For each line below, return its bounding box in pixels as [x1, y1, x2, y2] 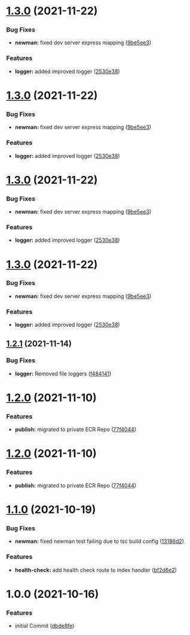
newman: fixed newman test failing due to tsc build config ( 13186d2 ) [14, 537, 184, 545]
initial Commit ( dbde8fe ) [14, 622, 75, 630]
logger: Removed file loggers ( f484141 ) [14, 370, 112, 377]
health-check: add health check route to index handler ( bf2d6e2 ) [14, 566, 177, 573]
